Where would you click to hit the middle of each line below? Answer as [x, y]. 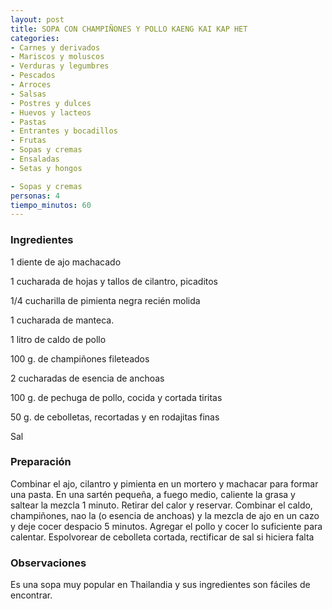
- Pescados [33, 76]
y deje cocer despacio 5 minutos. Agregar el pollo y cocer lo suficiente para [166, 526]
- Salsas [28, 94]
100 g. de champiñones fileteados [80, 358]
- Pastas [28, 122]
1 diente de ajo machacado [66, 262]
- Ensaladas [35, 159]
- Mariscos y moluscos [57, 57]
